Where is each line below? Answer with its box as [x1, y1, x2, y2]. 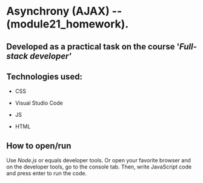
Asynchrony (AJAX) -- [6, 4, 122, 18]
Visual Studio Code [15, 99, 64, 107]
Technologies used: [6, 71, 83, 81]
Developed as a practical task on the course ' [6, 41, 180, 52]
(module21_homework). [6, 17, 129, 31]
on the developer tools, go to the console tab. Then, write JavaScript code [6, 163, 192, 171]
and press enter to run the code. [6, 170, 87, 177]
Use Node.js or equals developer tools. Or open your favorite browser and [6, 157, 191, 164]
